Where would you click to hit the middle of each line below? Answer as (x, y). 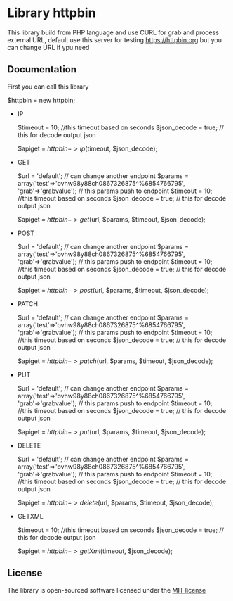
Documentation (42, 69)
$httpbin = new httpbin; (41, 100)
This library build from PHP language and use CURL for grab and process (113, 32)
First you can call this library (48, 87)
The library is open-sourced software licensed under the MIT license (107, 590)
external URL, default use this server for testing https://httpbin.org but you (115, 39)
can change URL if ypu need (48, 47)
